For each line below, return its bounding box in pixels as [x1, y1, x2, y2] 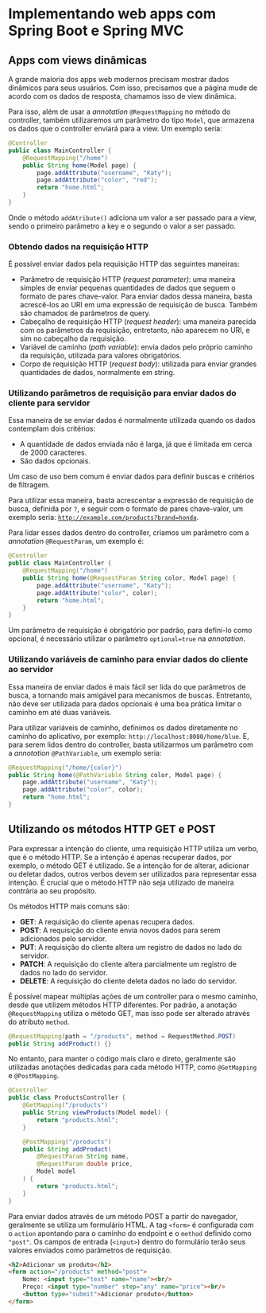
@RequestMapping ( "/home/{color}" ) [8, 764, 123, 772]
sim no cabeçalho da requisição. [19, 334, 127, 343]
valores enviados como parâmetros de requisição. [8, 1245, 172, 1255]
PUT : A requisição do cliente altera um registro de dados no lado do [19, 942, 242, 952]
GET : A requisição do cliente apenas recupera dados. [19, 916, 195, 926]
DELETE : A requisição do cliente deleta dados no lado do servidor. [19, 976, 237, 986]
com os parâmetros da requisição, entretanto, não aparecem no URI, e [19, 326, 250, 335]
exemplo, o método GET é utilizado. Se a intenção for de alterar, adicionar [8, 861, 250, 870]
